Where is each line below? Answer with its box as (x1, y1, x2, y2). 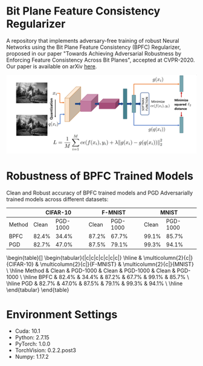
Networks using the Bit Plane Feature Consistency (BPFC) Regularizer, (6, 43, 181, 51)
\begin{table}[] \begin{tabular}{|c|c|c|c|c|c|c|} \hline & (6, 254, 143, 262)
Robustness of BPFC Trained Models (6, 169, 193, 182)
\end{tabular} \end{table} (6, 286, 69, 294)
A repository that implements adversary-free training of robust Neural (6, 37, 179, 44)
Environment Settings (6, 307, 118, 321)
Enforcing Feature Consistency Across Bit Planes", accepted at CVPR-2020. (6, 56, 195, 63)
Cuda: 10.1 (14, 327, 40, 335)
